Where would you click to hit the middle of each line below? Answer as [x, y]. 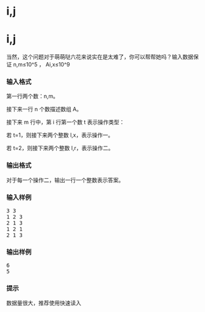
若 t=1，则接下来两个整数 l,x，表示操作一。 [60, 135]
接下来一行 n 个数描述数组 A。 [44, 109]
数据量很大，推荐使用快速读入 [44, 303]
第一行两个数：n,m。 [33, 96]
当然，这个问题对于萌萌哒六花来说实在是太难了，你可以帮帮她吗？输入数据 [100, 57]
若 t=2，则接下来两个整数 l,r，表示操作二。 [60, 148]
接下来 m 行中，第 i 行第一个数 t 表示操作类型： [66, 122]
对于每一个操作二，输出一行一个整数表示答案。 [65, 180]
